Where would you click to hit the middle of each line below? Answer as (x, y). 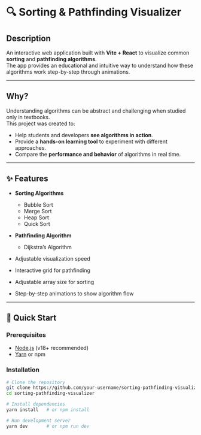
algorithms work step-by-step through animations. (68, 72)
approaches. (31, 147)
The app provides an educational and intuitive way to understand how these (100, 65)
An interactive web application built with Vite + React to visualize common (98, 53)
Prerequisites (26, 335)
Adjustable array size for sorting (54, 282)
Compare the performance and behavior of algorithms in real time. (98, 154)
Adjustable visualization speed (53, 258)
